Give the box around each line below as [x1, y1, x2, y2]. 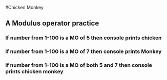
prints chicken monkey [5, 68, 64, 75]
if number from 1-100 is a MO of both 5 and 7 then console [5, 62, 152, 69]
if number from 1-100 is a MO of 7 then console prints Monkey [5, 48, 162, 55]
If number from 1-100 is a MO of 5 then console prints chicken [5, 34, 162, 41]
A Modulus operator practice [5, 19, 99, 28]
